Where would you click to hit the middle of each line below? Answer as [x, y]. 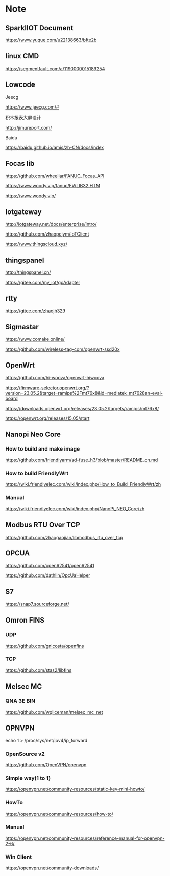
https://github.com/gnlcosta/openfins [45, 646]
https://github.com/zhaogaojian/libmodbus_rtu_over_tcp [64, 537]
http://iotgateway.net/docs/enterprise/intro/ [51, 224]
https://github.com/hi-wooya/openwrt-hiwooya [55, 377]
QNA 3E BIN [20, 701]
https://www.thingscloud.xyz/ [37, 244]
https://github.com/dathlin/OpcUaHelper [48, 575]
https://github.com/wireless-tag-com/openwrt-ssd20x [63, 349]
